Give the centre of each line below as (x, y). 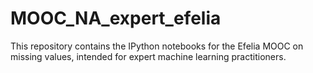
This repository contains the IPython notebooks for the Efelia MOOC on (157, 46)
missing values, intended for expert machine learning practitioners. (148, 56)
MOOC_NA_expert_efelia (116, 18)
